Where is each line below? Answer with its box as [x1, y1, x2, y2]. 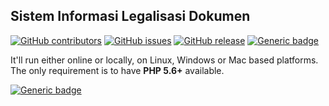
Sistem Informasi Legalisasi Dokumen [10, 8, 251, 25]
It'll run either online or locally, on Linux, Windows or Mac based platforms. [10, 54, 319, 66]
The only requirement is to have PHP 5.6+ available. [10, 64, 225, 76]
